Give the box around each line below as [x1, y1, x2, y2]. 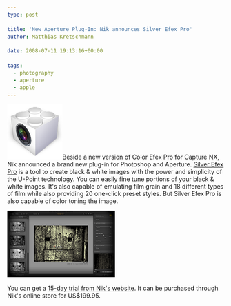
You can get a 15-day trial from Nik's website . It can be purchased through [7, 284, 219, 293]
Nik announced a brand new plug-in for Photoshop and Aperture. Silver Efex [7, 160, 224, 169]
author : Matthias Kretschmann [7, 33, 94, 40]
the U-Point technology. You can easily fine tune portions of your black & [7, 175, 214, 183]
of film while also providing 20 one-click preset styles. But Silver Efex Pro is [7, 190, 222, 198]
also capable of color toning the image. [7, 197, 119, 205]
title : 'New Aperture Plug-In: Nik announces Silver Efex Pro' [7, 26, 193, 32]
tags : [7, 62, 23, 69]
